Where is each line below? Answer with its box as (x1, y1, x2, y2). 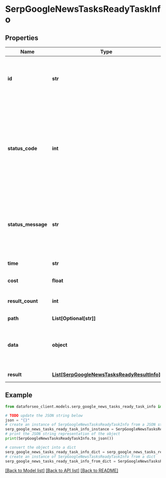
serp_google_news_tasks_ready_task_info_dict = (5, 449, 105, 454)
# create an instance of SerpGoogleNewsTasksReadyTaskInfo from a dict (5, 454, 156, 459)
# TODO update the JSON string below (5, 413, 83, 418)
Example (5, 391, 33, 399)
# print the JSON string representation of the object (5, 432, 121, 436)
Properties (5, 34, 39, 42)
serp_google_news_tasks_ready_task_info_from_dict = (5, 459, 116, 464)
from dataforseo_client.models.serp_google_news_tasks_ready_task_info (5, 404, 156, 409)
